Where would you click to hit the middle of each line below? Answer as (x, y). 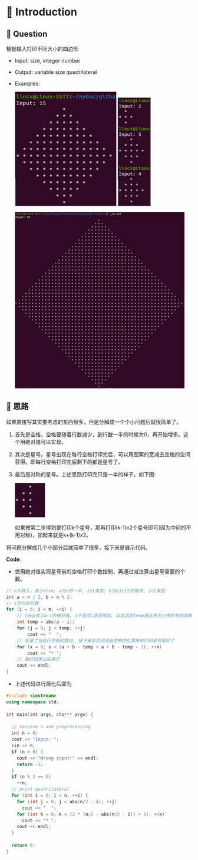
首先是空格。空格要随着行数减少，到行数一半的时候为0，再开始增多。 (99, 434)
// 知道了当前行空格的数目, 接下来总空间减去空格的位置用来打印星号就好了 (96, 641)
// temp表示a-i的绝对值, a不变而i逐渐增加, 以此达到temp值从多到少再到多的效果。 (107, 616)
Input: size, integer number (47, 61)
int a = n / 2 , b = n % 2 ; (39, 597)
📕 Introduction (42, 12)
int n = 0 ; (25, 733)
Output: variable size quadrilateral (56, 72)
